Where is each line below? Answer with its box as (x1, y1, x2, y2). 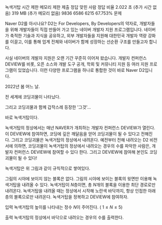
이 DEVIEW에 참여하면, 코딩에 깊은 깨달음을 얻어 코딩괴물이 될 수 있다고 (5, 131, 140, 137)
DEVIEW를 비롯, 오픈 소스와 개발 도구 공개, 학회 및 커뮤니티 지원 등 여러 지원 (5, 61, 149, 67)
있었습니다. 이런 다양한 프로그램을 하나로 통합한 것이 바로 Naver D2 (17, 67, 145, 73)
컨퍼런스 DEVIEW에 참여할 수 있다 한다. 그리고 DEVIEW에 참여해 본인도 (14, 149, 148, 155)
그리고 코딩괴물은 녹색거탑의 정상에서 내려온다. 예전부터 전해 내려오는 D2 (11, 137, 149, 143)
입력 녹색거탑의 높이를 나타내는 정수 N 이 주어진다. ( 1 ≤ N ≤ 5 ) (5, 204, 123, 210)
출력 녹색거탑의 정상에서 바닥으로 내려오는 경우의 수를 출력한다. (5, 215, 124, 220)
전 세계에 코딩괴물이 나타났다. (5, 94, 61, 99)
